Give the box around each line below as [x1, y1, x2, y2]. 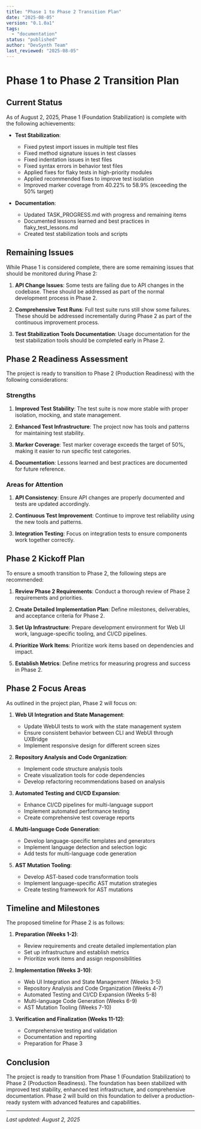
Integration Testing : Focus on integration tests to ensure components [14, 529, 187, 537]
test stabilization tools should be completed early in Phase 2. [14, 337, 165, 344]
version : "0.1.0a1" [6, 20, 55, 26]
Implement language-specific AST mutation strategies [23, 879, 157, 887]
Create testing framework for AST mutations [23, 886, 133, 893]
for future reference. [14, 465, 66, 472]
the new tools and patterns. [14, 518, 83, 525]
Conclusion [6, 1057, 50, 1067]
